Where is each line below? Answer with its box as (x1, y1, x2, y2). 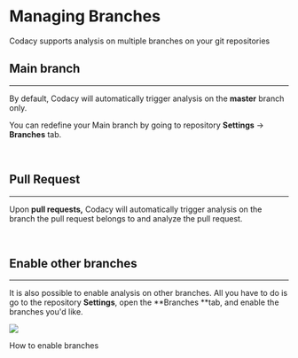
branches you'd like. (9, 307, 83, 317)
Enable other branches (9, 255, 137, 271)
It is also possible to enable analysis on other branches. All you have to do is (9, 288, 288, 299)
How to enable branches (9, 340, 99, 351)
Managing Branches (9, 6, 161, 27)
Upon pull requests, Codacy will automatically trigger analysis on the (9, 204, 263, 214)
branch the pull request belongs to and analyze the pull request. (9, 213, 243, 223)
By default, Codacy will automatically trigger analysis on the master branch (9, 93, 285, 104)
